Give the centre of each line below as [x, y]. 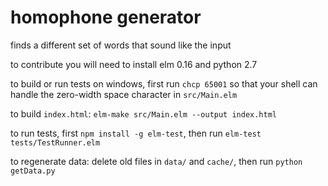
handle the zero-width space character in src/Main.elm [124, 94]
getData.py [33, 171]
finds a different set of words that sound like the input [121, 45]
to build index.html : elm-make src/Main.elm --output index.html [144, 113]
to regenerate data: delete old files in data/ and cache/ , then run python [156, 161]
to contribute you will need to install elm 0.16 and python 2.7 [134, 64]
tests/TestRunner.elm [55, 142]
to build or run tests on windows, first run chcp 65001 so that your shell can [164, 83]
